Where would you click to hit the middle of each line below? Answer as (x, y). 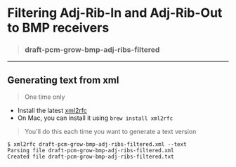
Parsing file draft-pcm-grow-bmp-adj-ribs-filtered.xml (91, 151)
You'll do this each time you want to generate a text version (110, 132)
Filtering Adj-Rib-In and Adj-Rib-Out (115, 13)
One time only (45, 97)
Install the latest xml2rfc (52, 111)
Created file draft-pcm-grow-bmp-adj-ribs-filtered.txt (91, 157)
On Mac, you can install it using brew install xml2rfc (95, 118)
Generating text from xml (63, 80)
